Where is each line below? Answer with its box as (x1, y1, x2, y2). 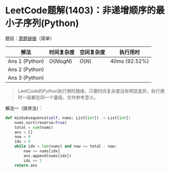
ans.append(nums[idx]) (23, 153, 72, 158)
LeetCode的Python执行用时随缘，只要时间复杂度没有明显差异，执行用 (17, 88, 165, 94)
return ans (14, 163, 38, 168)
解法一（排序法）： (5, 105, 43, 111)
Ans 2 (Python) (8, 66, 44, 73)
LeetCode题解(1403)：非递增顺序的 (5, 5, 156, 16)
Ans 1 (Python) (8, 57, 44, 64)
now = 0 (14, 134, 31, 139)
